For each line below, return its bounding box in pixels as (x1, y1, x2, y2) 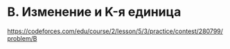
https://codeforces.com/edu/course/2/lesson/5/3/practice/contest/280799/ (7, 27, 224, 35)
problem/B (7, 34, 37, 42)
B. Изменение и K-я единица (7, 4, 182, 20)
